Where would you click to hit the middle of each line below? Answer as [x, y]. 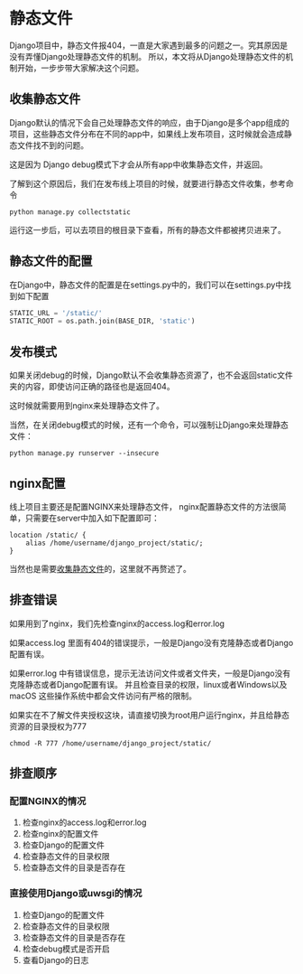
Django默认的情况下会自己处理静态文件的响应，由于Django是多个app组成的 [150, 122]
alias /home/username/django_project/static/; [115, 543]
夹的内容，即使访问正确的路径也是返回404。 [92, 387]
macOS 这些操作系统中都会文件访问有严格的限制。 [103, 696]
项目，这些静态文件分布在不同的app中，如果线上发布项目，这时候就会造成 [147, 134]
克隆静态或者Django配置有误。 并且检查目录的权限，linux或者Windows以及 [148, 684]
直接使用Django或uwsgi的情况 [76, 894]
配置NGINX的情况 [48, 801]
